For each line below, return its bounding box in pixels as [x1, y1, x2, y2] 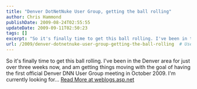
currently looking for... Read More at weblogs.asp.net [6, 76, 135, 83]
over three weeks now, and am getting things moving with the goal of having [6, 63, 191, 70]
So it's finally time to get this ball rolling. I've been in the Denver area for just [6, 57, 191, 64]
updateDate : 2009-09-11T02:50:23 [6, 25, 88, 31]
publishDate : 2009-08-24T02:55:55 [6, 19, 91, 25]
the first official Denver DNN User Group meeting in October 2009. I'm [6, 70, 176, 77]
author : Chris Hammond [6, 14, 62, 20]
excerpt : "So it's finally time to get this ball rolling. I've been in [6, 36, 188, 42]
